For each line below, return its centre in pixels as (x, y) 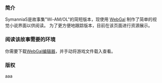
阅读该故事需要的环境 (30, 39)
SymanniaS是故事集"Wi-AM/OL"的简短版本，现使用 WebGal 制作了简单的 (79, 19)
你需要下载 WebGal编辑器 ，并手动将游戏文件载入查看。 (60, 51)
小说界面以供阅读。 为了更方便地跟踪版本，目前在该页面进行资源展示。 (81, 26)
